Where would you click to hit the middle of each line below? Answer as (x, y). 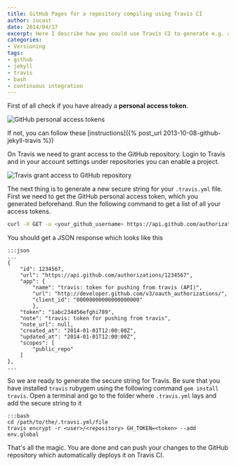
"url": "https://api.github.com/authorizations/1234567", (106, 275)
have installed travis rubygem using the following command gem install (113, 389)
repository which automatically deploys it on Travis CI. (86, 455)
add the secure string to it (45, 403)
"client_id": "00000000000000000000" (87, 300)
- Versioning (26, 46)
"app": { (33, 282)
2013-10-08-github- (192, 133)
